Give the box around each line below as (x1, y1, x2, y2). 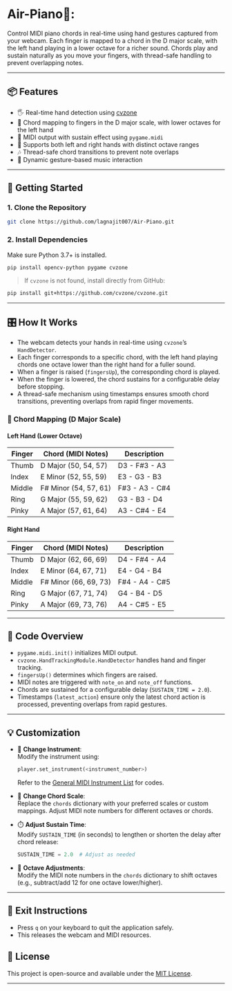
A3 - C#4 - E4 (117, 506, 167, 515)
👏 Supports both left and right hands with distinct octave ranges (17, 140, 200, 148)
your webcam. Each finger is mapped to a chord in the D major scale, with (7, 36, 217, 44)
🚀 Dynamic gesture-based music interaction (17, 155, 143, 163)
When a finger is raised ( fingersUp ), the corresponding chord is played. (17, 368, 221, 376)
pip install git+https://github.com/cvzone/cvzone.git (7, 290, 168, 297)
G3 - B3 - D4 (117, 494, 163, 504)
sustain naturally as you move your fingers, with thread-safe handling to (7, 51, 212, 60)
